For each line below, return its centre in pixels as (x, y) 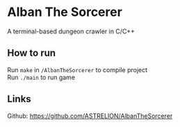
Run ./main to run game (41, 77)
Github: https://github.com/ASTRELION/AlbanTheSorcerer (90, 116)
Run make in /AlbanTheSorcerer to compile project (77, 69)
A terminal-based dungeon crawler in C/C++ (71, 31)
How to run (32, 53)
